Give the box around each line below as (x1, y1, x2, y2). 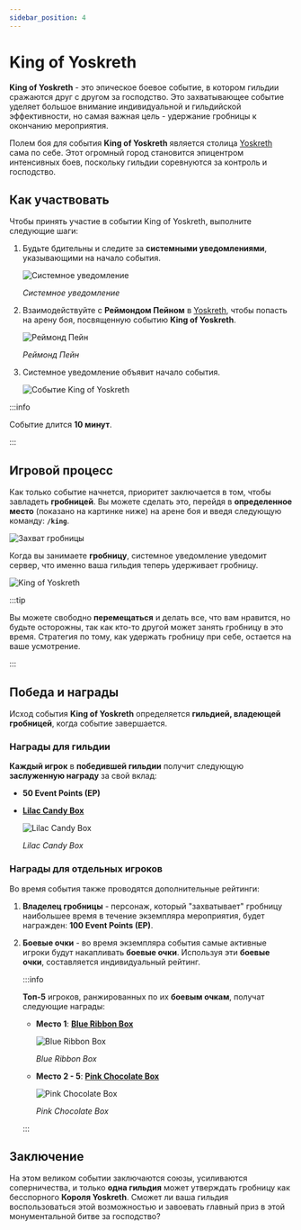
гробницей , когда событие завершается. (9, 718, 168, 728)
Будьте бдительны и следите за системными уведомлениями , (22, 243, 268, 254)
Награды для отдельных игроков (9, 863, 164, 875)
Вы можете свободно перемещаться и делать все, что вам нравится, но (9, 612, 291, 623)
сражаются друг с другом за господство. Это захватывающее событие (9, 91, 285, 102)
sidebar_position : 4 (9, 13, 87, 23)
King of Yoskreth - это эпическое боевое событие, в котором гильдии (9, 82, 279, 93)
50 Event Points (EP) (22, 788, 101, 799)
